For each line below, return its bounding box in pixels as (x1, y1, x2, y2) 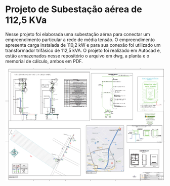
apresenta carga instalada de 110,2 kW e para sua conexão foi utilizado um (5, 42, 161, 48)
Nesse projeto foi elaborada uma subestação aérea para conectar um (5, 31, 150, 37)
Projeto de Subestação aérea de (5, 4, 143, 15)
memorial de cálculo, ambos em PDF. (5, 58, 83, 64)
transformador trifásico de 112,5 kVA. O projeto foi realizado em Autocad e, (5, 47, 161, 53)
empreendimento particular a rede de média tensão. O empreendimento (5, 37, 155, 43)
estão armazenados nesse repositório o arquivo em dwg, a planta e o (5, 52, 150, 59)
